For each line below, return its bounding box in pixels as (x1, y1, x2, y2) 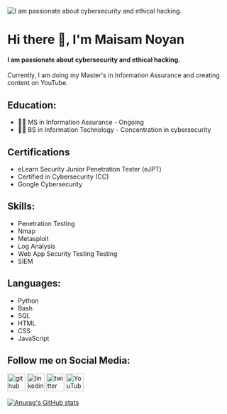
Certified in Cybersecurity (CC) (17, 172, 109, 181)
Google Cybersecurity (17, 180, 83, 189)
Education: (7, 99, 57, 111)
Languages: (7, 277, 62, 290)
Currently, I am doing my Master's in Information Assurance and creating (7, 71, 220, 79)
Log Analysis (17, 242, 55, 250)
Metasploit (17, 234, 49, 242)
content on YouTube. (7, 79, 69, 87)
